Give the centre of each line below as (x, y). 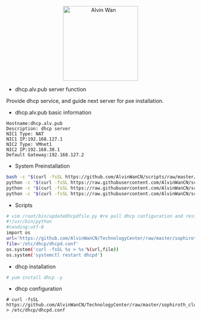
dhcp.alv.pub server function (51, 89)
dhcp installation (35, 266)
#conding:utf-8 (25, 227)
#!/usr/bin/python (29, 221)
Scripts (24, 205)
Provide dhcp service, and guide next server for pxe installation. (85, 101)
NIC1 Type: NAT (25, 134)
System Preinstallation (42, 166)
